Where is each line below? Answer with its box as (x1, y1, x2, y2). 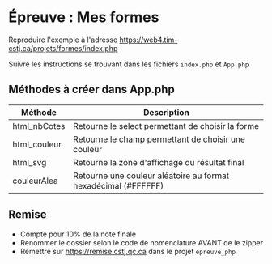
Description (142, 106, 190, 117)
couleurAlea (12, 175, 58, 186)
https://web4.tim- (119, 35, 178, 45)
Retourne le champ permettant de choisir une (72, 134, 245, 145)
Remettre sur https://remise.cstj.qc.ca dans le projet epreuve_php (19, 246, 236, 256)
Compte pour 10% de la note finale (19, 229, 136, 239)
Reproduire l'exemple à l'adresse (8, 35, 118, 45)
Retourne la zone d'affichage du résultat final (72, 156, 244, 168)
